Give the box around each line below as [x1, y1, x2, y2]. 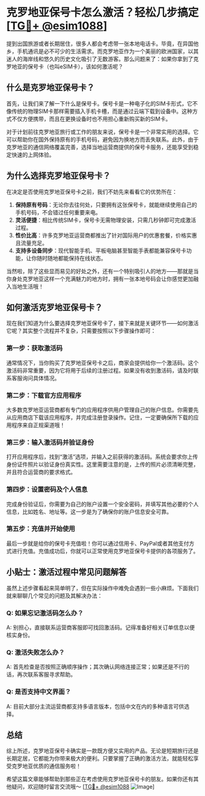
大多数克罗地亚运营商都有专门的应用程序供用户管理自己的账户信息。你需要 [6, 406, 193, 413]
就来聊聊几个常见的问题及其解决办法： [6, 592, 103, 599]
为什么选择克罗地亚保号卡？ [6, 170, 111, 181]
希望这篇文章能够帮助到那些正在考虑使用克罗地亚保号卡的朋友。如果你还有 [6, 775, 193, 783]
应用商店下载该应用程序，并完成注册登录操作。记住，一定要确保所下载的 [11, 414, 193, 421]
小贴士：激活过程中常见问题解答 [6, 567, 127, 577]
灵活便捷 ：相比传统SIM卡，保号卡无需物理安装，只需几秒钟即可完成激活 [15, 216, 196, 224]
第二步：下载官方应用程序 [6, 391, 82, 400]
